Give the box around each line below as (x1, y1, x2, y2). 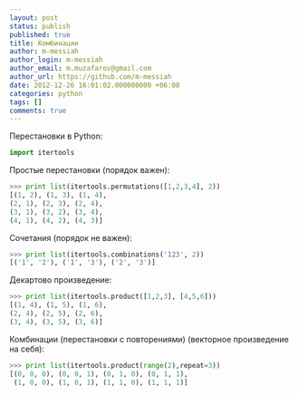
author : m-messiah (9, 47, 79, 56)
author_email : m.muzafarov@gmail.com (9, 64, 152, 73)
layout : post (9, 13, 59, 23)
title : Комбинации (9, 38, 79, 48)
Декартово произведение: (9, 275, 112, 285)
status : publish (9, 22, 71, 31)
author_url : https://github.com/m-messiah (9, 72, 172, 82)
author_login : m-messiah (9, 55, 103, 64)
